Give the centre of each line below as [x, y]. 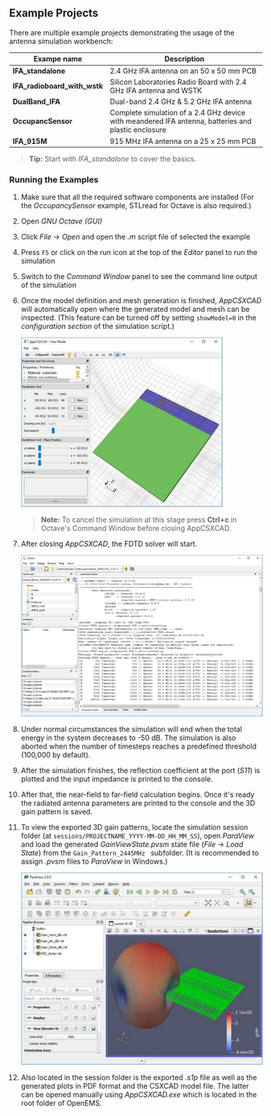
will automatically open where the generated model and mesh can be [135, 310]
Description [185, 59]
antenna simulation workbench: [61, 41]
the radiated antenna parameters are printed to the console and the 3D [138, 803]
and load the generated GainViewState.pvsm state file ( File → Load [132, 844]
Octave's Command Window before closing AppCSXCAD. [136, 528]
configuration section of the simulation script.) [98, 326]
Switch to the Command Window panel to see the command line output [139, 277]
